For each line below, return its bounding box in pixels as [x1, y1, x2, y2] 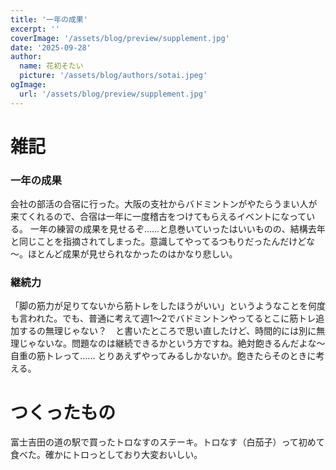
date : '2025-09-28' [10, 42, 92, 53]
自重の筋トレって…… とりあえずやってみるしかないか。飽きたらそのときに [10, 350, 317, 362]
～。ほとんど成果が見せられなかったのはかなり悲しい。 [10, 248, 238, 260]
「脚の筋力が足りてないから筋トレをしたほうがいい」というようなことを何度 [10, 300, 326, 312]
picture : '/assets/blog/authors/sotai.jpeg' [19, 71, 208, 81]
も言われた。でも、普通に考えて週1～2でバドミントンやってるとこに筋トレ [10, 312, 317, 325]
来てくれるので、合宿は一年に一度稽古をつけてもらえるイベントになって [10, 211, 307, 223]
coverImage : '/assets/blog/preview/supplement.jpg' [10, 33, 230, 43]
